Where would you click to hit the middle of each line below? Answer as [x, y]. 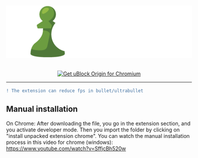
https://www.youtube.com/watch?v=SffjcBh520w [66, 148]
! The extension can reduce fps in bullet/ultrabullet [75, 91]
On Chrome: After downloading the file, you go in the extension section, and [98, 123]
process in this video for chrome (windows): [60, 142]
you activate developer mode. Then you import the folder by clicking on [93, 130]
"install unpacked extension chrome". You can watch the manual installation [98, 136]
